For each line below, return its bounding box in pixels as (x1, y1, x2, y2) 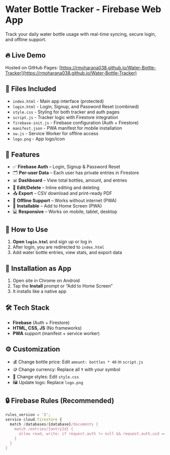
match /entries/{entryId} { (14, 427, 73, 432)
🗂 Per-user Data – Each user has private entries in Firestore (12, 170, 139, 176)
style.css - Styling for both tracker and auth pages (12, 109, 120, 115)
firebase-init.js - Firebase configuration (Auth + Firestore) (12, 119, 139, 126)
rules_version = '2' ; (5, 412, 51, 418)
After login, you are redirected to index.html (12, 244, 105, 250)
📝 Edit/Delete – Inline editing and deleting (12, 185, 100, 191)
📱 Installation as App (5, 264, 72, 273)
